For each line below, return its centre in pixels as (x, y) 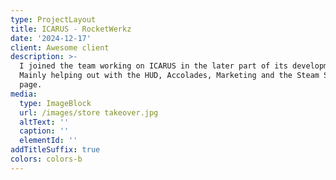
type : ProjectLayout (53, 19)
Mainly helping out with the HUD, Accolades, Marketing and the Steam (169, 76)
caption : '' (44, 131)
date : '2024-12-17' (51, 38)
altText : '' (44, 122)
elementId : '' (48, 141)
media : (24, 94)
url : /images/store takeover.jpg (89, 112)
